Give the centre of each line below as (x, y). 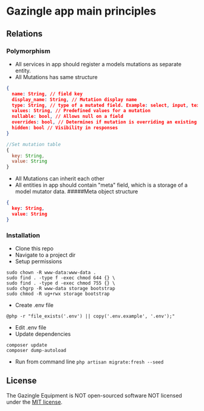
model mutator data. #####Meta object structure (76, 192)
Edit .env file (31, 327)
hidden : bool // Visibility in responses (65, 128)
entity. (23, 71)
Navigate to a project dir (45, 255)
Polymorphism (28, 51)
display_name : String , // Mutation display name (74, 99)
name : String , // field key (47, 94)
